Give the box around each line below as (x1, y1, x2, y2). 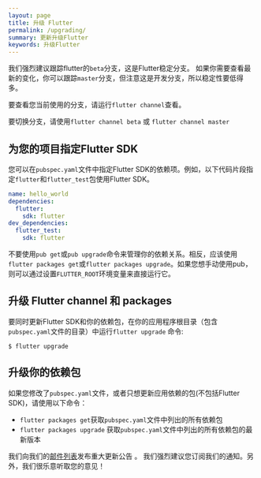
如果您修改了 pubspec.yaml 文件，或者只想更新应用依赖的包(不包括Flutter (8, 388, 240, 398)
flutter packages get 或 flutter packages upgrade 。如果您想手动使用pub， (8, 260, 252, 269)
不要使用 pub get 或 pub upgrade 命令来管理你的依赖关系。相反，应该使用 (8, 249, 238, 259)
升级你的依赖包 (8, 366, 81, 379)
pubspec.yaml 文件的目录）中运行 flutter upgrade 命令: (8, 327, 184, 336)
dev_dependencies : (8, 219, 69, 227)
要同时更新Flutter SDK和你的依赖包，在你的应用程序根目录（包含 (8, 316, 218, 326)
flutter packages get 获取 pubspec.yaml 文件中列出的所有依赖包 (19, 415, 223, 424)
